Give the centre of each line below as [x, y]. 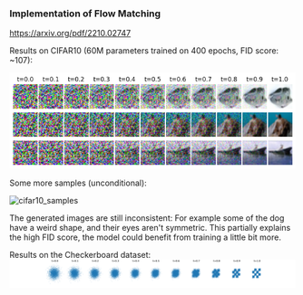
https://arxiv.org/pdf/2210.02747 [70, 33]
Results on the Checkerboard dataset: [80, 255]
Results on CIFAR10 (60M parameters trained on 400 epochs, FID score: [144, 51]
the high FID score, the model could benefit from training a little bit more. [145, 237]
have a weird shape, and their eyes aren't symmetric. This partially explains [150, 228]
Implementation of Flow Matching [85, 14]
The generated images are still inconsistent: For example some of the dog [147, 218]
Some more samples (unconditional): [78, 183]
